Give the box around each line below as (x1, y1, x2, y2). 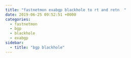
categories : (5, 17, 31, 22)
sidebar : (5, 40, 24, 45)
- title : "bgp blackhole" (10, 45, 65, 50)
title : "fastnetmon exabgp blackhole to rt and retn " (5, 7, 126, 13)
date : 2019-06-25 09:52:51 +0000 (5, 12, 76, 17)
